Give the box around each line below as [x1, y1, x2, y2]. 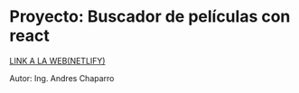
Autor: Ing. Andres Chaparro [9, 72, 115, 83]
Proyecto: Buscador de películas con [9, 6, 291, 27]
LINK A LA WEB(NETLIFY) [9, 55, 106, 66]
